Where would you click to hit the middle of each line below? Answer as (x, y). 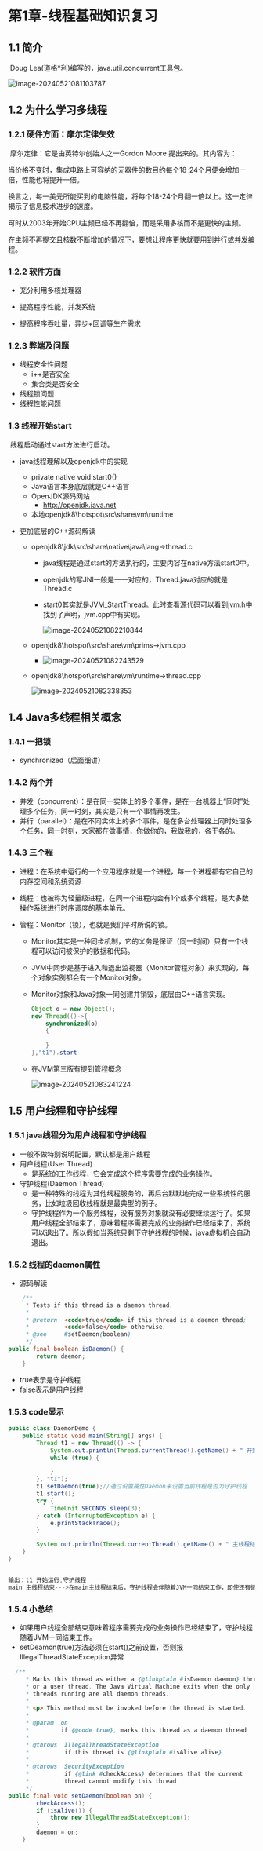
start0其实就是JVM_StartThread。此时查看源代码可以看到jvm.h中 (148, 604)
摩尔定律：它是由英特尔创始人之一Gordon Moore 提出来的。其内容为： (123, 153)
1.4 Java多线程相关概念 (65, 717)
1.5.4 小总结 (31, 1608)
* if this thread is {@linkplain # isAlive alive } (124, 1752)
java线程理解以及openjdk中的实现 (73, 461)
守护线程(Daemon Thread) (62, 1183)
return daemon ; (61, 1356)
